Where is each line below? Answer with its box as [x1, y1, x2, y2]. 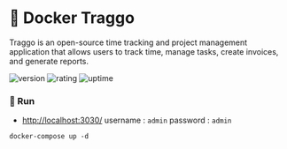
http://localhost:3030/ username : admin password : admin [21, 115, 232, 126]
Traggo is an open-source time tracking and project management [9, 37, 248, 48]
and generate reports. [9, 56, 89, 66]
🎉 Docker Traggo [9, 8, 136, 28]
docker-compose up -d [9, 132, 89, 141]
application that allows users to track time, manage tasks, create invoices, [9, 46, 279, 56]
